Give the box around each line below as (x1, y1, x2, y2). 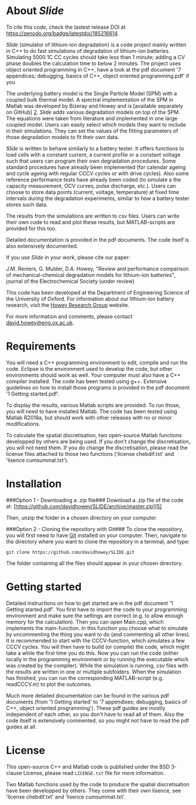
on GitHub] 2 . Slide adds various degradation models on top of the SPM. (6, 109, 180, 116)
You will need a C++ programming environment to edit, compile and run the (6, 359, 188, 366)
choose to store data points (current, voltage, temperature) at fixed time (6, 188, 180, 195)
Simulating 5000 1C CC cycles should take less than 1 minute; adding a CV (6, 53, 185, 60)
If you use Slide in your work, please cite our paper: (6, 253, 130, 261)
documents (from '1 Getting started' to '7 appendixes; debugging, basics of (6, 698, 187, 705)
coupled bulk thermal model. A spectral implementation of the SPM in (6, 96, 174, 103)
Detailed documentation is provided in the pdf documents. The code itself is (6, 236, 189, 243)
